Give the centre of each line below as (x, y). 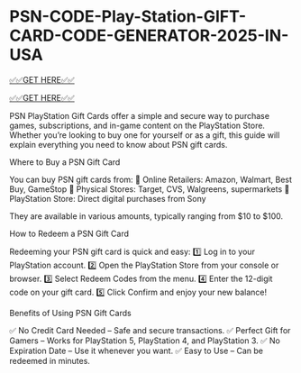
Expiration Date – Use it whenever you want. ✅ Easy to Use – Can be (137, 350)
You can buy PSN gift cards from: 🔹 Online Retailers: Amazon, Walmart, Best (151, 179)
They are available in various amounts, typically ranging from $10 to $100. (146, 216)
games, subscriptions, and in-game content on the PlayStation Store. (137, 125)
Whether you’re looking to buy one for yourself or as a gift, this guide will (145, 135)
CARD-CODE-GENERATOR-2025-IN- (149, 36)
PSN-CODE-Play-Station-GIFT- (128, 17)
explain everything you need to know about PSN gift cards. (119, 144)
